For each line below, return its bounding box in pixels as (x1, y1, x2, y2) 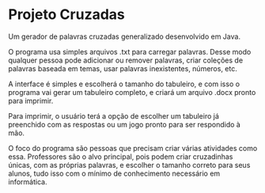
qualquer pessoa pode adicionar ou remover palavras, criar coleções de (8, 55, 244, 65)
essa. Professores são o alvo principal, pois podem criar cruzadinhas (8, 152, 233, 161)
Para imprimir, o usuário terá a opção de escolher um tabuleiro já (8, 111, 220, 120)
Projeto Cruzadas (8, 6, 125, 24)
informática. (8, 176, 47, 187)
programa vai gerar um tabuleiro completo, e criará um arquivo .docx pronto (8, 87, 256, 96)
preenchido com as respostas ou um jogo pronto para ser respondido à (8, 119, 241, 129)
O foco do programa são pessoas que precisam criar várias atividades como (8, 143, 258, 153)
